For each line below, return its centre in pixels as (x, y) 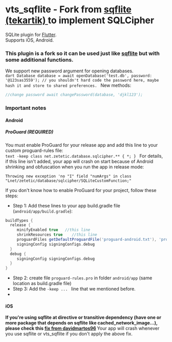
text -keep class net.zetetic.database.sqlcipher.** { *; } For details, (84, 156)
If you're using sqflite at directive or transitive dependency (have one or (83, 317)
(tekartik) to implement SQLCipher (80, 20)
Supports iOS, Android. (30, 40)
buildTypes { (19, 220)
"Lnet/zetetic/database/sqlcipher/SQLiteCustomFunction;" (68, 181)
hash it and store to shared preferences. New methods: (68, 85)
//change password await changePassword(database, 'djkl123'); (74, 95)
